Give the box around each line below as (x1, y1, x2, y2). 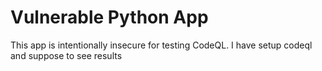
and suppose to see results (10, 49, 123, 61)
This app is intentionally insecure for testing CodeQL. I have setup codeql (10, 39, 313, 51)
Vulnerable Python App (10, 6, 209, 29)
